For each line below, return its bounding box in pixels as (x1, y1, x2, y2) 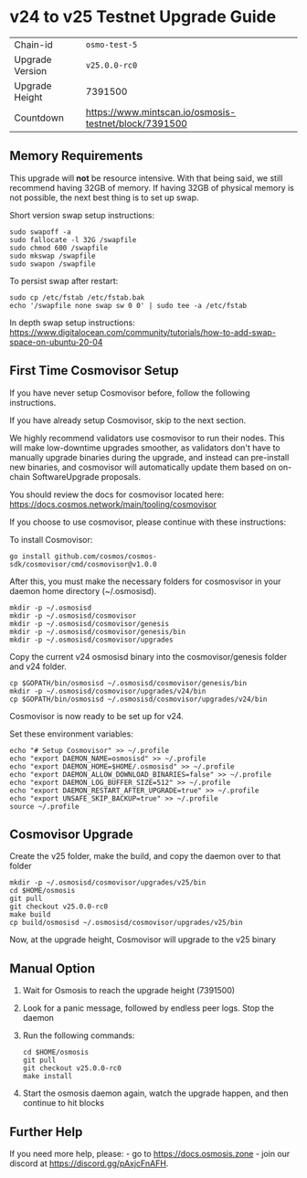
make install (22, 1072, 73, 1081)
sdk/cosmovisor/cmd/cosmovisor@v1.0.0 (9, 559, 157, 568)
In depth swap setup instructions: (9, 317, 135, 328)
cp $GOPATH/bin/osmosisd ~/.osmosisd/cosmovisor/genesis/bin (9, 678, 248, 687)
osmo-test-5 (85, 39, 138, 49)
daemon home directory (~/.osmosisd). (9, 585, 157, 596)
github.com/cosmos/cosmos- (54, 551, 157, 561)
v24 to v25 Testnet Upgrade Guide (9, 6, 277, 27)
